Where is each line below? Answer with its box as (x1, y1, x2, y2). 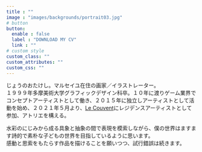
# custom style (6, 48, 45, 54)
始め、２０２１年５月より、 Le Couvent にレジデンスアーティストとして (16, 105, 192, 112)
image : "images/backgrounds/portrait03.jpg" (6, 14, 122, 20)
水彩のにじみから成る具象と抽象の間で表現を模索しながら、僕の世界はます (6, 124, 191, 132)
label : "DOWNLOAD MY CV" (11, 37, 77, 43)
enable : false (11, 31, 50, 37)
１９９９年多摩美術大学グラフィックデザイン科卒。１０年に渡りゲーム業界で (6, 90, 197, 97)
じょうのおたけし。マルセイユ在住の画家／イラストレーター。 (6, 82, 160, 89)
